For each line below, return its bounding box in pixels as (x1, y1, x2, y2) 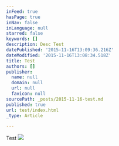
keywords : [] (6, 36, 38, 42)
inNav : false (6, 19, 38, 25)
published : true (6, 101, 46, 108)
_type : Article (6, 112, 43, 118)
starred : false (6, 31, 43, 36)
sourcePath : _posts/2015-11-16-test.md (6, 96, 104, 102)
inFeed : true (6, 8, 38, 15)
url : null (11, 85, 35, 91)
